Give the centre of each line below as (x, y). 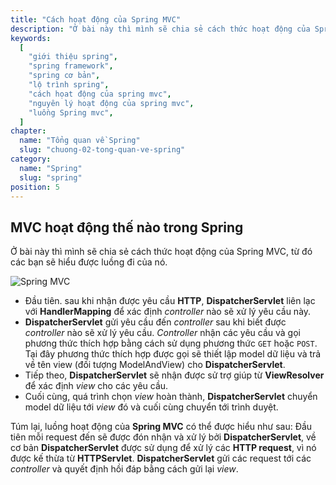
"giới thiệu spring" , (73, 57)
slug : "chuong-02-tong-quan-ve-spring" (102, 150)
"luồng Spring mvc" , (71, 112)
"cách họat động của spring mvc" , (100, 94)
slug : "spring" (51, 177)
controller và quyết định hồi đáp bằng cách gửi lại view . (124, 469)
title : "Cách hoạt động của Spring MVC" (96, 19)
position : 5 (35, 187)
